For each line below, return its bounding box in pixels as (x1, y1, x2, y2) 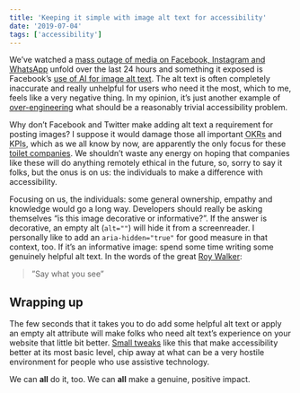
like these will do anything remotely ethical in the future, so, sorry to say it (9, 158, 283, 169)
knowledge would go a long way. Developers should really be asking (9, 204, 263, 214)
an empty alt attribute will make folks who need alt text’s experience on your (9, 328, 292, 339)
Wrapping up (9, 294, 84, 310)
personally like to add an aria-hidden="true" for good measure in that (9, 232, 268, 243)
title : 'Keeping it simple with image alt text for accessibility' (9, 13, 268, 22)
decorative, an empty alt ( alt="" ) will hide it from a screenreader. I (9, 223, 255, 233)
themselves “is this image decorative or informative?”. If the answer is (9, 213, 268, 224)
